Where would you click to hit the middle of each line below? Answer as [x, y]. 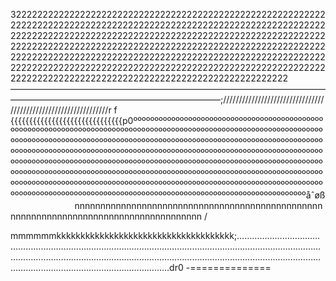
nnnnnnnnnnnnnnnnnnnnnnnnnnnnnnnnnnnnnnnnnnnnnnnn [198, 205]
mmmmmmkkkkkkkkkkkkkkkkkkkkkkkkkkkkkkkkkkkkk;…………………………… [165, 235]
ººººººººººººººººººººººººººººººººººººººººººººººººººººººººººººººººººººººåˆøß [168, 195]
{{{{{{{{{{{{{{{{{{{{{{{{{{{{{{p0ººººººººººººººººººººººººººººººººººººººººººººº [167, 120]
